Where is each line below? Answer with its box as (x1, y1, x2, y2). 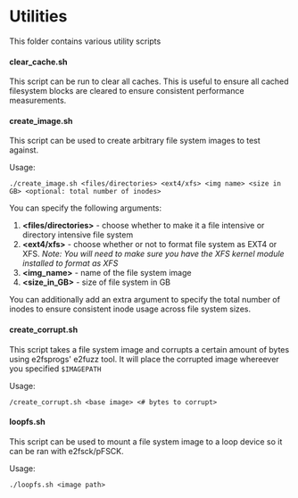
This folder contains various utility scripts (9, 36, 161, 46)
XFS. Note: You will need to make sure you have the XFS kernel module (21, 248, 285, 260)
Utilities (9, 6, 68, 27)
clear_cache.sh (9, 56, 69, 67)
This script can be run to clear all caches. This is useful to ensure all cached (9, 76, 289, 87)
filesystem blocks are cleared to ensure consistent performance (9, 86, 244, 96)
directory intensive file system (21, 229, 134, 240)
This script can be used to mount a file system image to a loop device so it (9, 436, 283, 447)
